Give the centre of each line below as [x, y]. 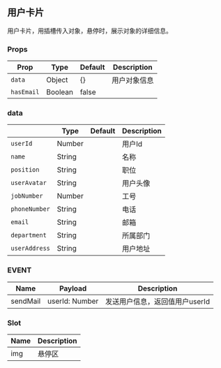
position [25, 170]
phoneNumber [31, 209]
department [29, 235]
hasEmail [25, 92]
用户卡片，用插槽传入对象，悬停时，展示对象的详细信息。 [90, 31]
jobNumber [27, 196]
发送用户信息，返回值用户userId [158, 301]
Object [57, 80]
